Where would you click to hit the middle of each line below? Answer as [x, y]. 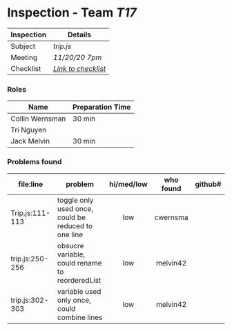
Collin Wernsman [38, 119]
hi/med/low [129, 184]
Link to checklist [79, 68]
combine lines [80, 317]
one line [70, 234]
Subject [23, 46]
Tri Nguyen [29, 130]
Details [80, 34]
